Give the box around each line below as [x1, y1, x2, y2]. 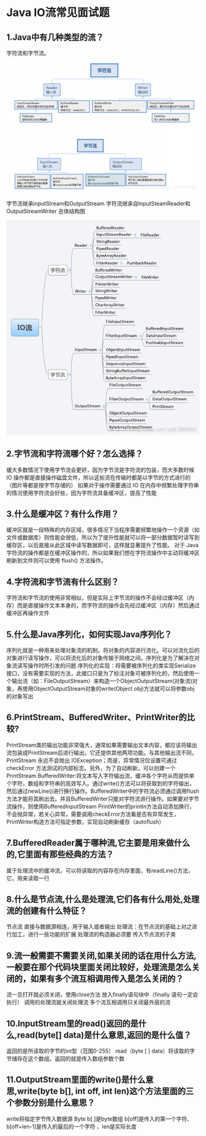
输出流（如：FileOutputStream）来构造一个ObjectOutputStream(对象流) [11, 677, 193, 685]
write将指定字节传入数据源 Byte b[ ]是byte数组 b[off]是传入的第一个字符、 [6, 1115, 193, 1122]
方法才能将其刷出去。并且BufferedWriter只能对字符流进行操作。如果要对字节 [6, 795, 199, 802]
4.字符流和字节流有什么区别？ [6, 577, 120, 587]
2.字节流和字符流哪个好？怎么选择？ [6, 449, 143, 459]
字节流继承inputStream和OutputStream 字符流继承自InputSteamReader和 [6, 200, 191, 207]
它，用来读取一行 [6, 874, 50, 882]
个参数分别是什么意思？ [6, 1097, 95, 1108]
